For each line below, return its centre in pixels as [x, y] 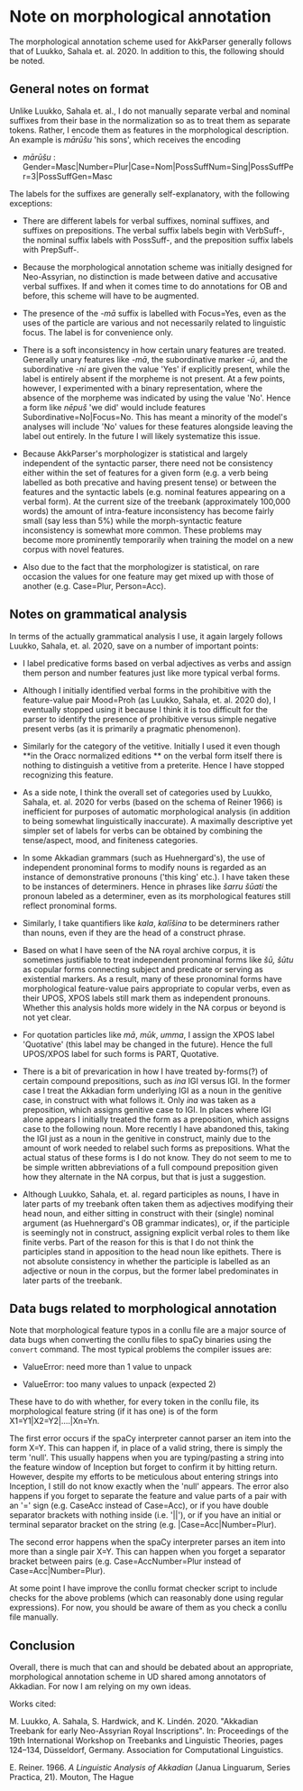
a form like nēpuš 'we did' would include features [114, 407]
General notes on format [79, 89]
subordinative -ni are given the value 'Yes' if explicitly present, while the [156, 369]
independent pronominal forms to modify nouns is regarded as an [144, 867]
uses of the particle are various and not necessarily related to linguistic [154, 323]
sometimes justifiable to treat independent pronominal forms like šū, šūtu [158, 960]
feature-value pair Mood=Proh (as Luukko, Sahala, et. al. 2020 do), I [149, 700]
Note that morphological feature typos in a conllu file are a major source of [148, 1330]
